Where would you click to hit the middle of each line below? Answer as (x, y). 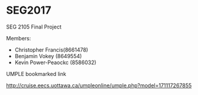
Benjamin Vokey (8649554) (48, 56)
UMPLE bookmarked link (36, 74)
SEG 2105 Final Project (34, 27)
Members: (19, 38)
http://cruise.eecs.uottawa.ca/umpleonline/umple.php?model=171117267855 (99, 85)
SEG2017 (29, 10)
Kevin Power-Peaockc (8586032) (55, 62)
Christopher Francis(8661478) (51, 50)
